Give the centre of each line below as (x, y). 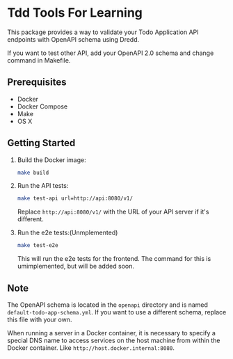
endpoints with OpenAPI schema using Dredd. (73, 39)
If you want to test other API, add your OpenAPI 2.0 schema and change (111, 53)
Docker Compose (42, 106)
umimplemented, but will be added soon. (75, 266)
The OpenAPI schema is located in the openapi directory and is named (108, 305)
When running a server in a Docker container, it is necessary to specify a (111, 333)
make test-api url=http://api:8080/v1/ (75, 199)
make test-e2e (38, 246)
